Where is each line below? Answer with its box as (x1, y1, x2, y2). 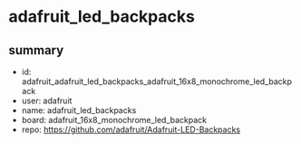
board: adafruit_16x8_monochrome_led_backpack (21, 115, 208, 125)
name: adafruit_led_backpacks (21, 105, 137, 115)
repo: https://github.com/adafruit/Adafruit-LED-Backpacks (21, 124, 241, 135)
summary (8, 43, 64, 58)
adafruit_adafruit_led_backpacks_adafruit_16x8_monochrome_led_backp (21, 76, 292, 87)
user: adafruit (21, 95, 73, 106)
